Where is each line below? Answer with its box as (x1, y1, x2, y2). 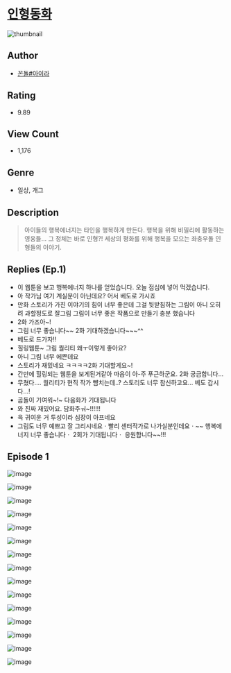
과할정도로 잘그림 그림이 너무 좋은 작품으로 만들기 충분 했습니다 (24, 309, 196, 317)
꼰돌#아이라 (17, 69, 50, 77)
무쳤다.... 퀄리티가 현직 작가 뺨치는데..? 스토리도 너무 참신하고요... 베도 (17, 378, 207, 386)
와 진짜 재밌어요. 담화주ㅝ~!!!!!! (17, 404, 101, 413)
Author (7, 50, 38, 62)
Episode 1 (7, 451, 50, 463)
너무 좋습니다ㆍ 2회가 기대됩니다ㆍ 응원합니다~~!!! (30, 430, 166, 438)
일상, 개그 (17, 186, 44, 194)
